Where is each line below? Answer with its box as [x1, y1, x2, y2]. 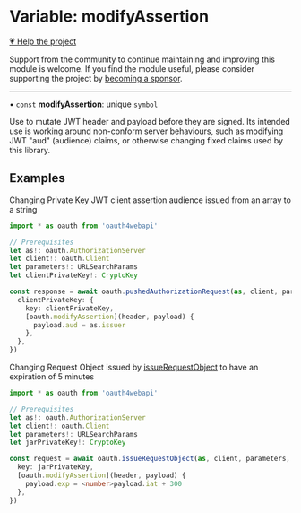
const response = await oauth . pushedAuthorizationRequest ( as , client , [9, 287, 279, 296]
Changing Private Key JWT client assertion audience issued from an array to [9, 195, 291, 205]
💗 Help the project [9, 36, 77, 47]
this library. [9, 144, 51, 155]
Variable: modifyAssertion [9, 6, 209, 27]
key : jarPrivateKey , [17, 463, 94, 472]
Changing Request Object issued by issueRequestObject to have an [9, 361, 259, 372]
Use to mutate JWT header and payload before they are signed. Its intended [9, 116, 291, 126]
